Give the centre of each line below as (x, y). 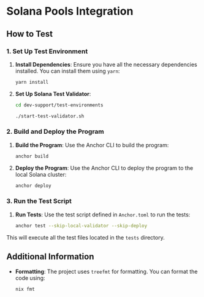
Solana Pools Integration (70, 11)
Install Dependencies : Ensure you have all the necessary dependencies (106, 64)
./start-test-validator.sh (50, 116)
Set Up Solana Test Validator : (53, 94)
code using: (30, 278)
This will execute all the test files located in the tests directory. (86, 237)
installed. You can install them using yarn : (68, 71)
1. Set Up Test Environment (47, 51)
